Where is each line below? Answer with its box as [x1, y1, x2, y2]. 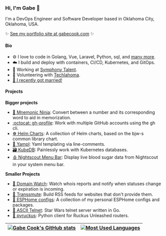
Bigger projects [5, 99, 38, 105]
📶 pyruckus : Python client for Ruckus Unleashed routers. [12, 212, 129, 219]
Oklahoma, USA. [5, 21, 39, 27]
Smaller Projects [5, 171, 40, 177]
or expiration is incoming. [12, 186, 65, 192]
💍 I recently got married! [12, 77, 62, 83]
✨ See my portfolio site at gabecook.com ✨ [5, 31, 95, 37]
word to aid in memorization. [12, 114, 71, 120]
